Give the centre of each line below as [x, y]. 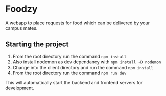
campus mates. [21, 28]
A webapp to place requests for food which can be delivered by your [77, 23]
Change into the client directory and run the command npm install [83, 67]
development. [20, 88]
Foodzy [21, 9]
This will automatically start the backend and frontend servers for [74, 82]
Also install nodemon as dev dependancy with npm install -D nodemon [87, 62]
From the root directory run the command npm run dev [69, 73]
